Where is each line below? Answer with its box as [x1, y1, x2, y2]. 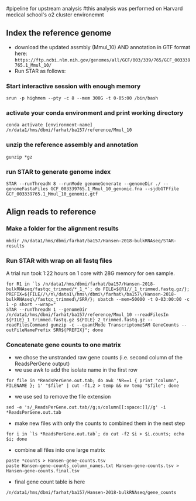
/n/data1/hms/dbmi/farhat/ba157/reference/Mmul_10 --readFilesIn [6, 311, 169, 318]
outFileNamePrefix [6, 327, 51, 333]
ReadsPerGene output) [14, 360, 70, 368]
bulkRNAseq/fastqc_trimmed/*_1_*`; [6, 286, 93, 292]
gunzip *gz [6, 154, 33, 160]
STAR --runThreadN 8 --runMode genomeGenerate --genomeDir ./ [6, 181, 161, 187]
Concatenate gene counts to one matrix [6, 341, 121, 349]
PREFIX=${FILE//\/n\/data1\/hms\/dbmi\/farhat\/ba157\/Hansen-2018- [6, 291, 177, 297]
